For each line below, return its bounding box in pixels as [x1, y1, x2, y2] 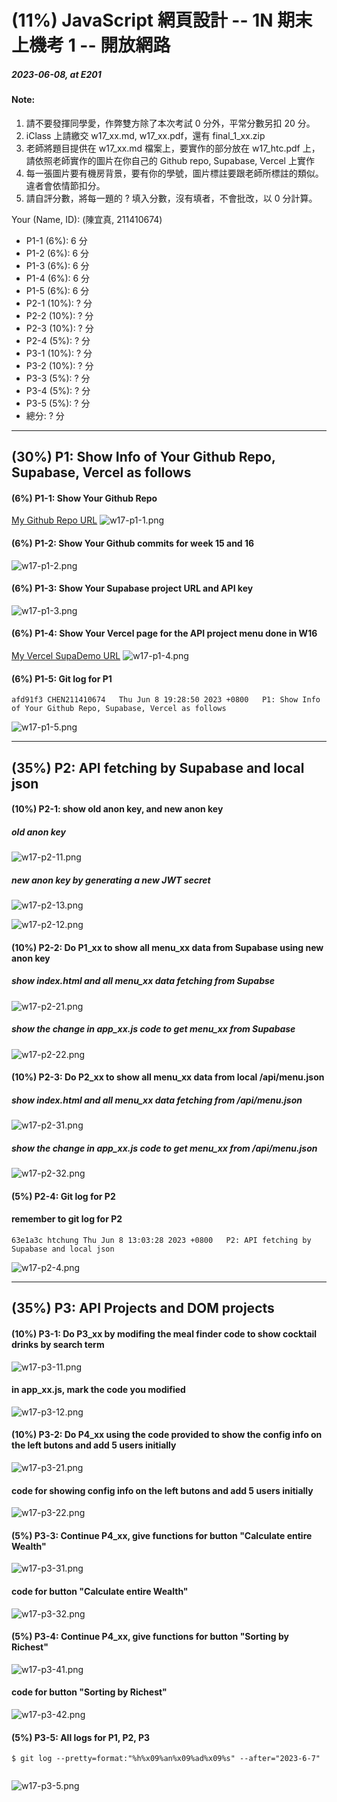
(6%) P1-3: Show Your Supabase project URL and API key [11, 582, 254, 595]
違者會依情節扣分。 [25, 179, 106, 191]
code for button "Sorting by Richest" [11, 1686, 168, 1698]
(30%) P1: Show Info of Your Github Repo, [11, 449, 276, 466]
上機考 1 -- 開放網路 [11, 34, 171, 57]
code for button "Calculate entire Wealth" [11, 1585, 189, 1597]
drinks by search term [11, 1338, 105, 1350]
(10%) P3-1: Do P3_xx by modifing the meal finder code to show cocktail [11, 1327, 318, 1340]
